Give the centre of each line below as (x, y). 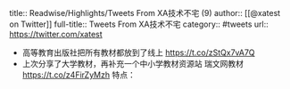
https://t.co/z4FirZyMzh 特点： (79, 75)
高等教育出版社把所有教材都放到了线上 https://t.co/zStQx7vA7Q (139, 53)
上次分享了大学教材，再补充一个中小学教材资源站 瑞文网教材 (133, 64)
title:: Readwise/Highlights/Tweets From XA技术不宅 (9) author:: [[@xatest (145, 13)
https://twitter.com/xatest (56, 34)
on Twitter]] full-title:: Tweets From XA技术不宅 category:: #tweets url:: (139, 24)
